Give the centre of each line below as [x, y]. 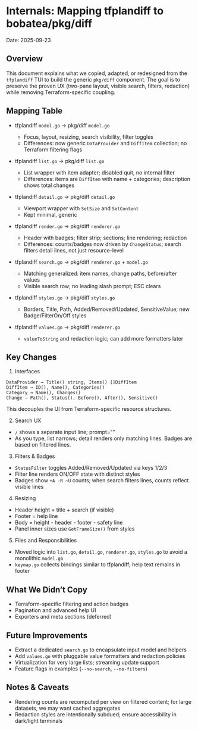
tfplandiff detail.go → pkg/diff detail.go [65, 196]
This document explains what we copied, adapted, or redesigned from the [97, 73]
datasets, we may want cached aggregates [67, 708]
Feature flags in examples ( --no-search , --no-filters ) [81, 669]
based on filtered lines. [43, 445]
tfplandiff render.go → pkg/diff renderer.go [67, 226]
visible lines [29, 487]
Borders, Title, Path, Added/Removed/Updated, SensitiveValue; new [107, 309]
